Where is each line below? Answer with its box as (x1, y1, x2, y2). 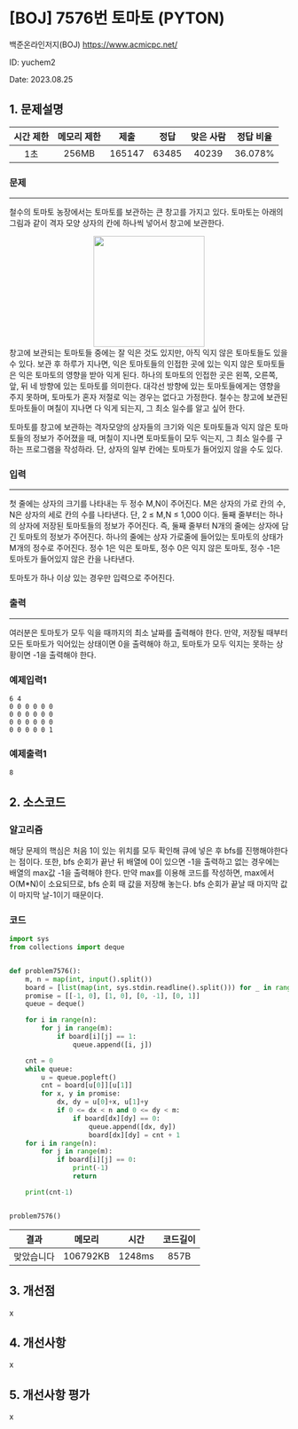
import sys (9, 935, 50, 944)
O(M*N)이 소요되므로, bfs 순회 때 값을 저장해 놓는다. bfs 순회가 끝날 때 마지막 (9, 878, 278, 889)
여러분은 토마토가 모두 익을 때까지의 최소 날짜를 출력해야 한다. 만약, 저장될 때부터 (9, 627, 288, 638)
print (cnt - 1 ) (25, 1188, 74, 1197)
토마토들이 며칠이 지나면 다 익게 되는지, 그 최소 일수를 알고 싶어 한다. (9, 403, 246, 413)
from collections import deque (9, 943, 125, 952)
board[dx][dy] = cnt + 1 (88, 1130, 180, 1140)
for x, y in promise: (41, 1089, 122, 1098)
